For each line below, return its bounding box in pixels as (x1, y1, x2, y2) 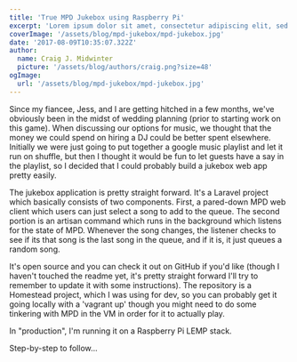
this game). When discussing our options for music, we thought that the (9, 122, 272, 133)
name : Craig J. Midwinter (17, 54, 114, 63)
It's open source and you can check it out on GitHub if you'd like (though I (9, 261, 280, 271)
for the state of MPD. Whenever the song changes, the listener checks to (9, 224, 277, 236)
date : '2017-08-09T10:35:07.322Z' (9, 37, 138, 47)
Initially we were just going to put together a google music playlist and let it (9, 141, 283, 152)
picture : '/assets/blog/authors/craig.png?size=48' (17, 63, 213, 72)
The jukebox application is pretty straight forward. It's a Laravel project (9, 187, 269, 197)
